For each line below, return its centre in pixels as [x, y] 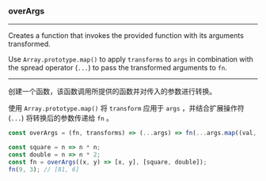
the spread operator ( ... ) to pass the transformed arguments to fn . [118, 68]
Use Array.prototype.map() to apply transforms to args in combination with [131, 59]
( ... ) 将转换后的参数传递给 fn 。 [61, 118]
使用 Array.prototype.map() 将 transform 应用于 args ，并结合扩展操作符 [127, 108]
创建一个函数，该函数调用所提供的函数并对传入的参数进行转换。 [112, 92]
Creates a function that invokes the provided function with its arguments [126, 36]
